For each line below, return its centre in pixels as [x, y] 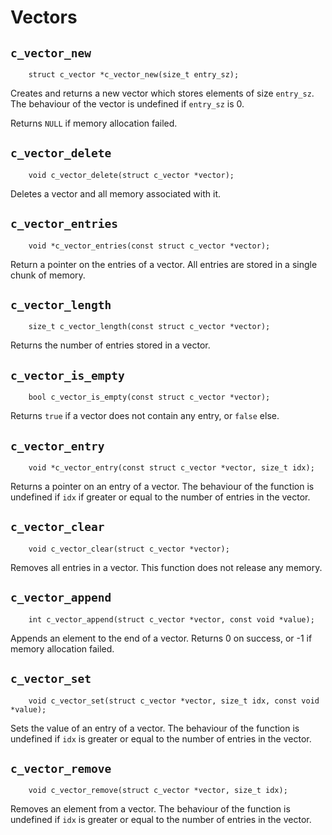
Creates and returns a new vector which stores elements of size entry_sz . [162, 93]
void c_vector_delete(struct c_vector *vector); [131, 175]
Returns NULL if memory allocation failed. [94, 123]
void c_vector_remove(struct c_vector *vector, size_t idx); [158, 791]
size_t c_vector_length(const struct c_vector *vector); [149, 327]
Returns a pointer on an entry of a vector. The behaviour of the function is [162, 487]
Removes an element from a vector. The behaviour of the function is [150, 809]
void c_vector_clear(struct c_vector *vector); [129, 549]
